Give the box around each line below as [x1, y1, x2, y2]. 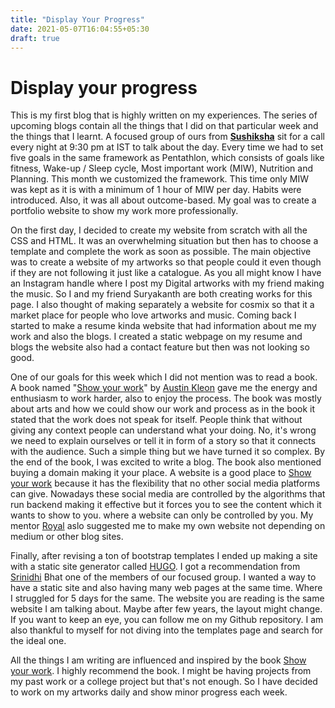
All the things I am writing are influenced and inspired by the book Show [10, 654, 307, 666]
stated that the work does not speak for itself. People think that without [10, 414, 303, 426]
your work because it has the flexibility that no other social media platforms [10, 477, 321, 490]
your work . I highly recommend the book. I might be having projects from [10, 665, 312, 677]
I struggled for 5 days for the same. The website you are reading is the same [10, 592, 325, 605]
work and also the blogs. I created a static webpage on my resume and [10, 331, 303, 343]
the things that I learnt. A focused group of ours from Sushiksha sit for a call [10, 131, 325, 143]
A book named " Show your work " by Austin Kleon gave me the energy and [10, 382, 318, 394]
